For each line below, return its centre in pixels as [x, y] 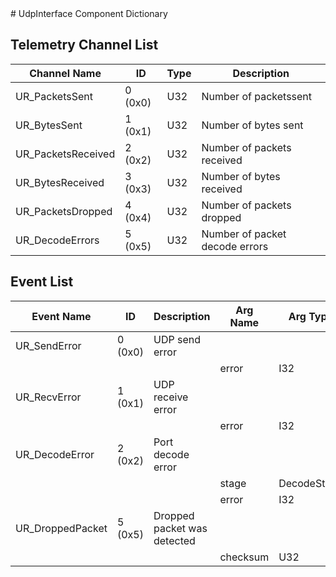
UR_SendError [48, 345]
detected [174, 540]
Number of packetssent [257, 96]
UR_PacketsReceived [65, 154]
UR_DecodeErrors [57, 240]
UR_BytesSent [49, 125]
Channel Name [65, 73]
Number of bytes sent [252, 125]
